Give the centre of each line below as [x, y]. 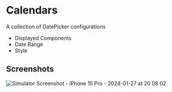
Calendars [32, 10]
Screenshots [30, 69]
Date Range [29, 44]
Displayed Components [43, 38]
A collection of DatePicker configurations [56, 27]
